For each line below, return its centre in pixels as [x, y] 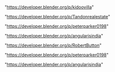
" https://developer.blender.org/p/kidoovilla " [49, 7]
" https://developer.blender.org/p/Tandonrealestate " [57, 17]
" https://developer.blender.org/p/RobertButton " [53, 45]
